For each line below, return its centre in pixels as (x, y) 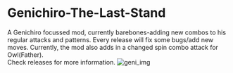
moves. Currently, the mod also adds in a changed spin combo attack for (113, 47)
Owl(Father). (25, 55)
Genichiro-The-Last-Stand (87, 13)
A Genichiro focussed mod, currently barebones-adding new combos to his (117, 32)
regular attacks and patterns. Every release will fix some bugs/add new (111, 39)
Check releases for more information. (62, 62)
